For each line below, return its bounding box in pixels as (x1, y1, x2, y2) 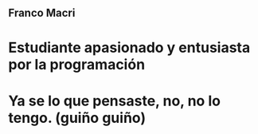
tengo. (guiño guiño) (8, 108, 146, 127)
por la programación (8, 55, 146, 73)
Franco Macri (8, 6, 76, 20)
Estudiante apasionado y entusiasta (8, 38, 251, 57)
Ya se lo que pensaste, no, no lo (8, 92, 221, 110)
